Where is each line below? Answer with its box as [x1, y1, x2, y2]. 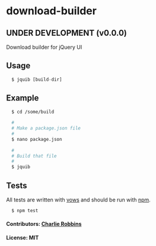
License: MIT [6, 234, 39, 241]
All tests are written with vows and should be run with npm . [6, 196, 151, 203]
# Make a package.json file [11, 125, 81, 131]
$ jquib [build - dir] [11, 76, 62, 83]
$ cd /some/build [11, 109, 55, 115]
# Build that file [11, 153, 58, 159]
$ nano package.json [11, 136, 62, 142]
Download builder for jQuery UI [6, 43, 82, 51]
